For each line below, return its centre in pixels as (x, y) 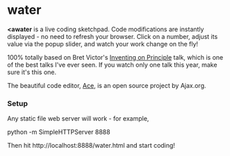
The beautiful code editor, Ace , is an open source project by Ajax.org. (107, 85)
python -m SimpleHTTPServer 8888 (59, 132)
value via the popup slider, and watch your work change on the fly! (103, 44)
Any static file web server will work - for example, (78, 119)
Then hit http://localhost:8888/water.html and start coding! (91, 146)
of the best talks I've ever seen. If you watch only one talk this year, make (112, 64)
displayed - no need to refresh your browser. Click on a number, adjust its (113, 36)
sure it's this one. (32, 72)
